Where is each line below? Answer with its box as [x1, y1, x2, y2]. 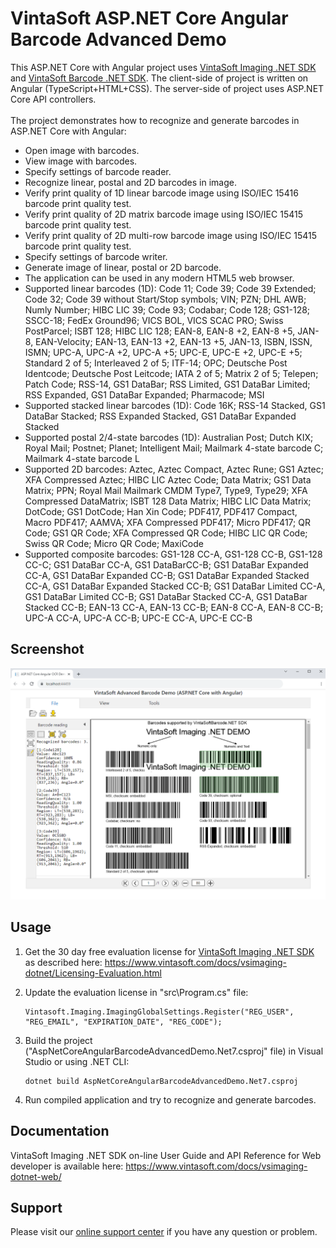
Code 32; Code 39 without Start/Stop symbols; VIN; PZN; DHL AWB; [24, 293, 307, 305]
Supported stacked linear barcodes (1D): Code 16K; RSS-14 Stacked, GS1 [24, 399, 326, 411]
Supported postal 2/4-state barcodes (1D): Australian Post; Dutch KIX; [24, 431, 314, 443]
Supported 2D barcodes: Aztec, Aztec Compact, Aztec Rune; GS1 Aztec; [24, 463, 324, 475]
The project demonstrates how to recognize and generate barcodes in [10, 114, 300, 126]
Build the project [24, 1034, 93, 1046]
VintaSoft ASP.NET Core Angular [10, 7, 289, 30]
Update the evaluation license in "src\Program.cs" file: [24, 986, 249, 998]
